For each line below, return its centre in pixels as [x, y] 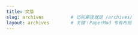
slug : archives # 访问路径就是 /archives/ [70, 17]
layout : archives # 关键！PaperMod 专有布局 [69, 23]
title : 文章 [20, 12]
